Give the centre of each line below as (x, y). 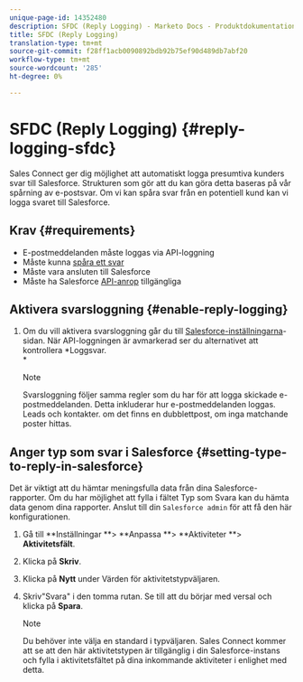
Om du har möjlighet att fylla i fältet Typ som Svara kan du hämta (169, 498)
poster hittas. (47, 424)
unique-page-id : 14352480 (58, 18)
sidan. (34, 341)
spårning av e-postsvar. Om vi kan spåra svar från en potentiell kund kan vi (149, 192)
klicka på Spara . (53, 606)
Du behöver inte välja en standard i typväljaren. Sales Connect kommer (154, 641)
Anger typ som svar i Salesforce (101, 452)
